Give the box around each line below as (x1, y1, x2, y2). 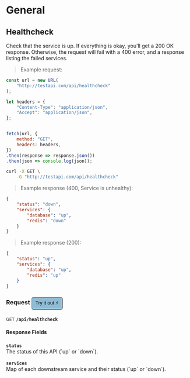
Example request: (20, 66, 63, 73)
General (6, 4, 45, 17)
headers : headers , (16, 142, 61, 147)
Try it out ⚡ (35, 300, 59, 306)
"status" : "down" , (16, 201, 61, 207)
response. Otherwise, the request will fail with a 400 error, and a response (6, 49, 185, 56)
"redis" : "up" (27, 272, 61, 278)
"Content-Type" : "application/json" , (16, 104, 108, 110)
